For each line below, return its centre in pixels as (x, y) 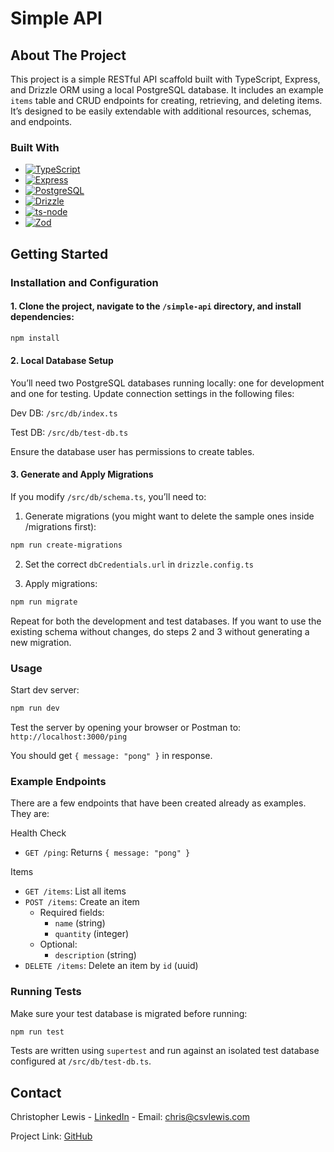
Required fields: (72, 913)
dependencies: (42, 317)
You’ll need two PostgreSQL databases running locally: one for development (167, 383)
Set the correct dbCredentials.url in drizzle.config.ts (139, 564)
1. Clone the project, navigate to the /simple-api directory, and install (156, 306)
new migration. (41, 642)
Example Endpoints (58, 781)
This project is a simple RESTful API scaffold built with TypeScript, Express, (165, 79)
